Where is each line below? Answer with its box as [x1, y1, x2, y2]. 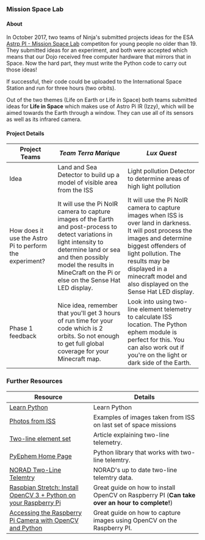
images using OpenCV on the [93, 516, 178, 524]
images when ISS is [128, 211, 184, 220]
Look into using [128, 297, 172, 306]
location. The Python [128, 320, 187, 329]
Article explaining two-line [93, 430, 170, 439]
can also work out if [128, 343, 184, 352]
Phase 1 [9, 324, 34, 333]
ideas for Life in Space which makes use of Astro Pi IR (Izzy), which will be [6, 103, 194, 110]
